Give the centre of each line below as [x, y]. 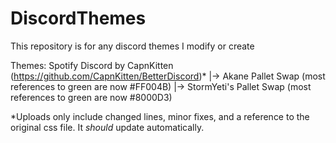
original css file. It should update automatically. [107, 127]
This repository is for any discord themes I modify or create [132, 46]
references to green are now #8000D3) [91, 97]
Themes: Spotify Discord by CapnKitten [92, 65]
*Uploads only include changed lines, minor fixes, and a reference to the [160, 116]
